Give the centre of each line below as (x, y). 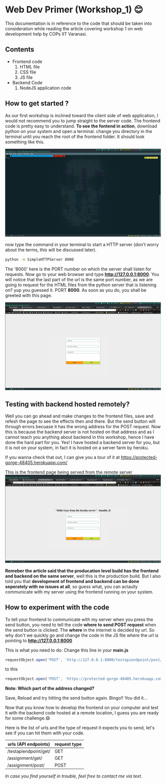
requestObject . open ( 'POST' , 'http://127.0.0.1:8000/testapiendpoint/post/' (85, 660)
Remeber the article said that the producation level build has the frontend (82, 571)
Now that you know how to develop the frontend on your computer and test (82, 708)
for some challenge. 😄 (28, 718)
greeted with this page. (29, 295)
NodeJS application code (45, 88)
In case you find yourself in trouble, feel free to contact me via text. (74, 776)
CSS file (28, 72)
